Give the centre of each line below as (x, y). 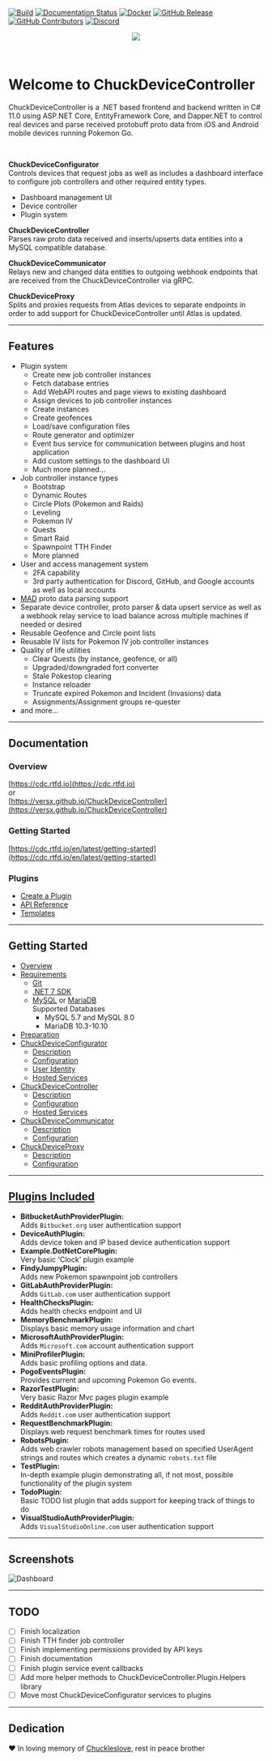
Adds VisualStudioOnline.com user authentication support (117, 1526)
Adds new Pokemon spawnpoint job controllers (99, 1276)
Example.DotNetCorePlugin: (69, 1250)
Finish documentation (56, 1659)
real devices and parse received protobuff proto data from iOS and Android (134, 124)
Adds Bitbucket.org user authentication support (101, 1225)
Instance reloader (62, 684)
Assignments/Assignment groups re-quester (106, 702)
